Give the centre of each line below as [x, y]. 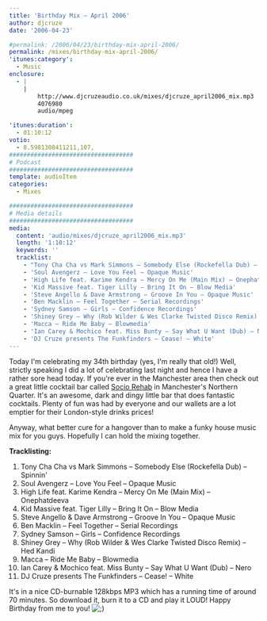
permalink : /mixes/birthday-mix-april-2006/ [84, 52]
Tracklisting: [31, 451]
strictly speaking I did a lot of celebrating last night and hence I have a [124, 370]
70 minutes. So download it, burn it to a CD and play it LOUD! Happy [120, 600]
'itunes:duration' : [41, 125]
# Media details [36, 213]
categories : [29, 184]
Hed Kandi [38, 550]
